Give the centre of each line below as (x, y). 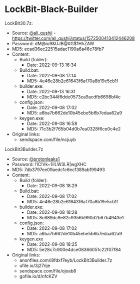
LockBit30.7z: (19, 23)
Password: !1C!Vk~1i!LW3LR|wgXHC (49, 164)
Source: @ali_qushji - (34, 33)
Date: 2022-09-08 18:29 (52, 185)
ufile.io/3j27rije (35, 265)
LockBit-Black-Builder (51, 9)
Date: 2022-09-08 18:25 (52, 244)
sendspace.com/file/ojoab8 (48, 271)
